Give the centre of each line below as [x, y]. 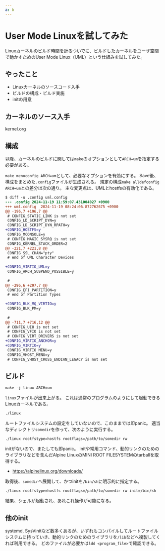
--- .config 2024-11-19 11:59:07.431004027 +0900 [57, 202]
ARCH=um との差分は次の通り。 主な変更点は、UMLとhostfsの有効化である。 [81, 188]
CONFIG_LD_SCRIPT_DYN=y [32, 220]
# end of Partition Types [34, 295]
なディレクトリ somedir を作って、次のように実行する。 [60, 430]
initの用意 [22, 100]
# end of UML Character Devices [41, 258]
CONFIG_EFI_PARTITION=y [32, 290]
